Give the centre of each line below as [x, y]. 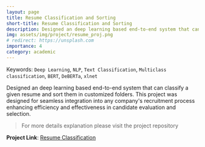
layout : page [23, 12]
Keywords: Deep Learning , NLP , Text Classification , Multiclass [86, 69]
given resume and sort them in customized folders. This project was [92, 94]
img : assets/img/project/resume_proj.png [60, 35]
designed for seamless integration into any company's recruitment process [101, 100]
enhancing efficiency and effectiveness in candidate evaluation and [91, 107]
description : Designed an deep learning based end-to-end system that [98, 29]
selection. [19, 113]
